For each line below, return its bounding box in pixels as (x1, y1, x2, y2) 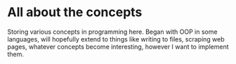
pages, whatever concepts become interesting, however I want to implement (7, 42, 229, 51)
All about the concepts (7, 4, 143, 20)
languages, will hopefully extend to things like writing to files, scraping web (7, 34, 225, 43)
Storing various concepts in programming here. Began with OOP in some (7, 27, 218, 36)
